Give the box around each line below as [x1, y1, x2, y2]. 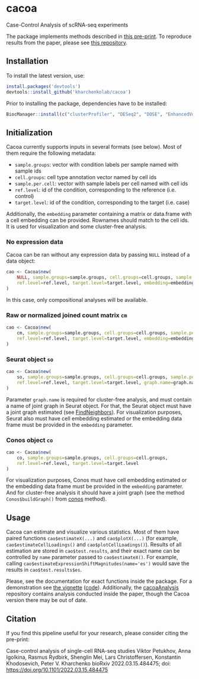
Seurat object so [6, 355, 54, 364]
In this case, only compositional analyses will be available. [6, 296, 148, 303]
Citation [6, 614, 37, 624]
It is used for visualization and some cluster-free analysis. [6, 223, 147, 230]
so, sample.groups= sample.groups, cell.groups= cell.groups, [17, 374, 168, 380]
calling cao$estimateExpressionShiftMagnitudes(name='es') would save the [6, 560, 190, 567]
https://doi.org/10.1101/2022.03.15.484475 [6, 667, 108, 673]
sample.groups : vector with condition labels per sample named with [14, 161, 179, 168]
